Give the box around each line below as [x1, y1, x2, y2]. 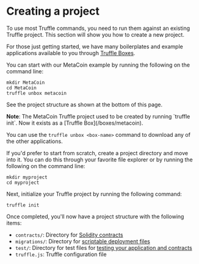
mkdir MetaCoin [6, 79, 45, 86]
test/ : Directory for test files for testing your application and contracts [15, 244, 192, 251]
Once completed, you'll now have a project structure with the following [6, 213, 184, 220]
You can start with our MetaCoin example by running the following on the [6, 61, 190, 68]
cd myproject [6, 179, 40, 186]
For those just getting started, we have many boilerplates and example [6, 43, 183, 50]
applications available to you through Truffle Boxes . [6, 49, 136, 56]
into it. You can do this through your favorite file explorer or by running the [6, 156, 194, 163]
